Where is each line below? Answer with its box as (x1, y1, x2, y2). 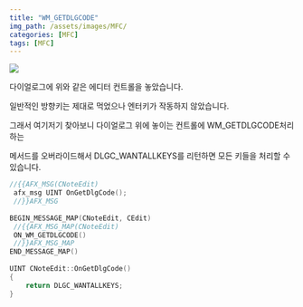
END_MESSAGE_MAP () (9, 247, 79, 256)
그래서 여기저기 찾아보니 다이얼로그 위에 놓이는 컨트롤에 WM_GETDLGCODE (9, 120, 280, 131)
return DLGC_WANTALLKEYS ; (25, 281, 124, 290)
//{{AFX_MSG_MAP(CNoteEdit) (13, 222, 119, 231)
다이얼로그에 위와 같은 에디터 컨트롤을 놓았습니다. (9, 82, 184, 92)
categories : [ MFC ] (9, 30, 79, 39)
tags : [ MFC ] (9, 38, 54, 48)
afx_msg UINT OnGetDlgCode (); (13, 188, 128, 197)
